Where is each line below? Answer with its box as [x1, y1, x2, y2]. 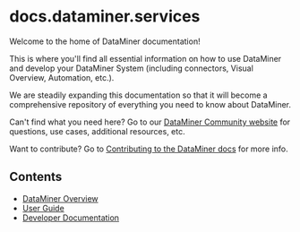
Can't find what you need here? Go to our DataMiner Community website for [9, 116, 291, 127]
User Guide [21, 202, 64, 213]
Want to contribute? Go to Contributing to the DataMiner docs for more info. [9, 143, 288, 154]
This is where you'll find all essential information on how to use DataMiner [9, 53, 282, 64]
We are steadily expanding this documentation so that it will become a [9, 90, 268, 100]
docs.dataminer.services [9, 6, 201, 27]
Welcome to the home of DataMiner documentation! [9, 36, 201, 47]
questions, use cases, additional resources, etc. [9, 125, 185, 136]
